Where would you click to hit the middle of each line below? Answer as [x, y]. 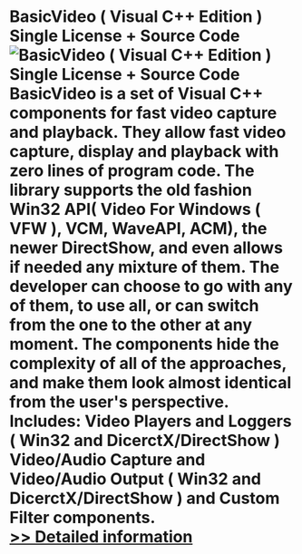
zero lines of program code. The [132, 171]
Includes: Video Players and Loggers [151, 421]
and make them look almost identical [151, 383]
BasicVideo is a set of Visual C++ [136, 94]
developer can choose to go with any [151, 287]
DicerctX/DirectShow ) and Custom [145, 498]
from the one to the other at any [131, 325]
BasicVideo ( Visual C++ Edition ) [136, 17]
